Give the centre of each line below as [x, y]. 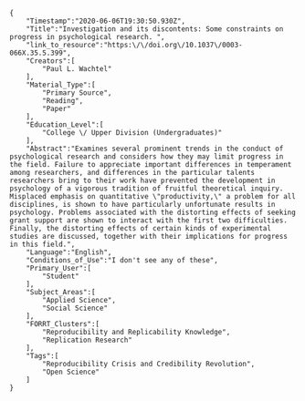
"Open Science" [71, 372]
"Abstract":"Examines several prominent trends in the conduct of [155, 149]
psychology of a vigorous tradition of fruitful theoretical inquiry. [147, 189]
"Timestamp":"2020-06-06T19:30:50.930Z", [105, 21]
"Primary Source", [77, 93]
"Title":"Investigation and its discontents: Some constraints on [155, 29]
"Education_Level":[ [65, 125]
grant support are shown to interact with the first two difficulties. [148, 221]
